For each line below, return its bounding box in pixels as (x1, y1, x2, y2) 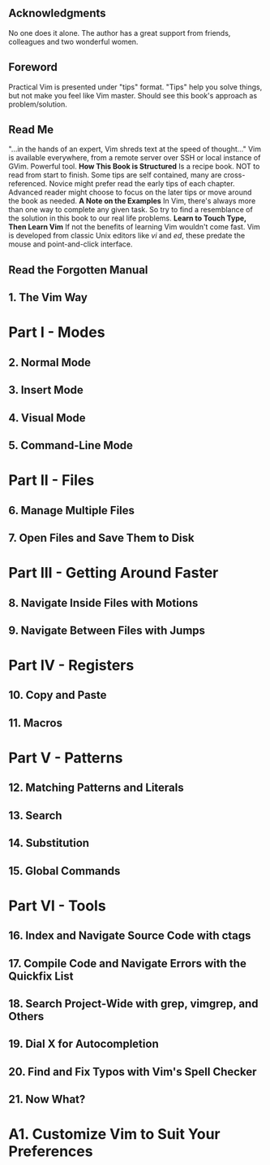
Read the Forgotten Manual (8, 263, 148, 277)
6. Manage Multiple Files (8, 504, 135, 517)
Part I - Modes (8, 323, 105, 342)
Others (8, 1009, 45, 1023)
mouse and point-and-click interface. (8, 239, 133, 249)
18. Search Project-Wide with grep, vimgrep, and (8, 997, 259, 1010)
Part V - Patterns (8, 748, 123, 767)
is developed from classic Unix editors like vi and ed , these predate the (8, 231, 246, 241)
